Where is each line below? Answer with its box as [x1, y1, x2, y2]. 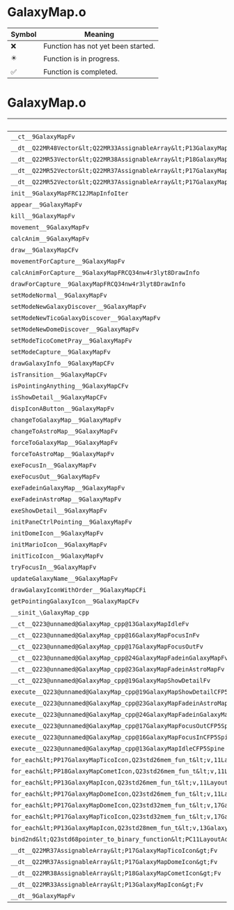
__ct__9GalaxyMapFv [10, 132, 75, 140]
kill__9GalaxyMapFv [10, 212, 75, 220]
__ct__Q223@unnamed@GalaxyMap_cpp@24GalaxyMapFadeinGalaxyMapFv [10, 653, 228, 662]
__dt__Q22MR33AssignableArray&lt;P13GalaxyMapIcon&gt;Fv [10, 880, 203, 888]
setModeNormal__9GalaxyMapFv [10, 291, 107, 299]
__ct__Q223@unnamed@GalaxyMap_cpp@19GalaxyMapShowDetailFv [10, 676, 211, 684]
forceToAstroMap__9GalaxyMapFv [10, 450, 115, 457]
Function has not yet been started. [42, 41, 155, 51]
